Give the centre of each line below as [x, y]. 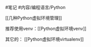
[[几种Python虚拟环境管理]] [34, 18]
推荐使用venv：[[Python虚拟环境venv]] [46, 28]
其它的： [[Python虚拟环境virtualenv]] [44, 39]
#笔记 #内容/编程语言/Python [35, 7]
